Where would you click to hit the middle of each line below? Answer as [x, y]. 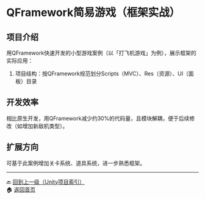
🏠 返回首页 [21, 189]
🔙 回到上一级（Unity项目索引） [46, 182]
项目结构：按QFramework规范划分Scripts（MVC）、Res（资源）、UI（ [102, 73]
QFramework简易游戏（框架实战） [93, 13]
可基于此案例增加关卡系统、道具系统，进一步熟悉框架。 [76, 163]
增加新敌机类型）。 [45, 126]
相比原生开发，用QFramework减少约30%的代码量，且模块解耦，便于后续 [98, 118]
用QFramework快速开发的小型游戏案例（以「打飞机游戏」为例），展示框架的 [101, 53]
